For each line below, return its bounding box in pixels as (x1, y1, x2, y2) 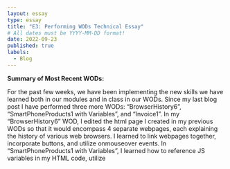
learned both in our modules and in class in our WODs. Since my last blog (7, 95, 217, 103)
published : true (7, 42, 54, 49)
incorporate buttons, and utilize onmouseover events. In (7, 139, 167, 148)
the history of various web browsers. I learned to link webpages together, (7, 132, 217, 140)
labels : (7, 49, 30, 56)
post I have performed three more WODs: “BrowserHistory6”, (7, 102, 182, 111)
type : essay (7, 17, 42, 24)
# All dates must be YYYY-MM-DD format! (7, 29, 126, 37)
